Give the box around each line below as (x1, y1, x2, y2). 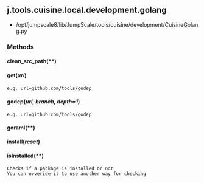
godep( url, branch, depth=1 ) (7, 98, 80, 105)
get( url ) (7, 71, 27, 78)
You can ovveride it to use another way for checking (7, 171, 147, 177)
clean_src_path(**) (7, 58, 57, 65)
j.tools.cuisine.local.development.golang (7, 5, 167, 15)
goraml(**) (7, 124, 35, 131)
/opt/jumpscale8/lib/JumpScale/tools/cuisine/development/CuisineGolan (15, 21, 199, 28)
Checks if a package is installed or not (7, 165, 114, 172)
